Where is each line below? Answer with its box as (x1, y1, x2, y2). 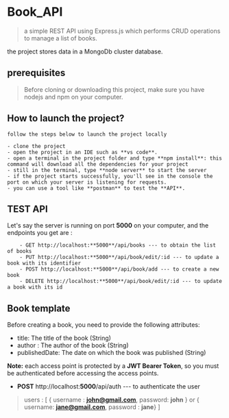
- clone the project (7, 143, 67, 149)
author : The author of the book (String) (16, 341, 129, 349)
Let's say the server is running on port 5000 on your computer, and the (7, 221, 209, 230)
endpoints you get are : (7, 229, 73, 237)
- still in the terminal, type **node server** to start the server (7, 167, 207, 173)
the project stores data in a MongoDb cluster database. (7, 47, 163, 56)
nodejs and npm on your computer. (23, 93, 123, 101)
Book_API (7, 4, 63, 20)
